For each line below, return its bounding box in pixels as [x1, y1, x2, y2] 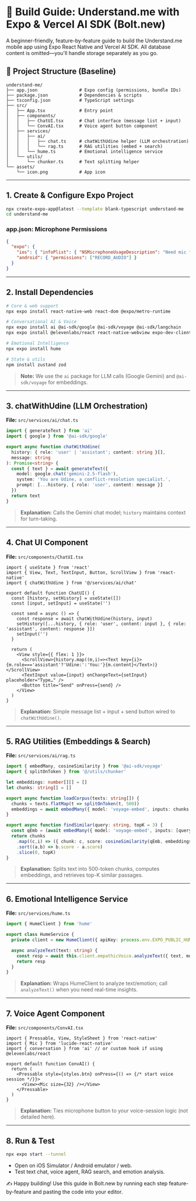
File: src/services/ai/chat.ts [6, 417, 79, 424]
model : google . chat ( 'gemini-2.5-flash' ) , [16, 471, 118, 477]
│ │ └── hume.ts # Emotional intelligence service [6, 149, 163, 155]
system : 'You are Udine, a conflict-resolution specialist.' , [16, 476, 171, 482]
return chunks [11, 833, 45, 839]
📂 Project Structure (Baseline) [6, 67, 117, 77]
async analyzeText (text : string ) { [11, 948, 98, 953]
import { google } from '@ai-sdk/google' [6, 433, 108, 440]
